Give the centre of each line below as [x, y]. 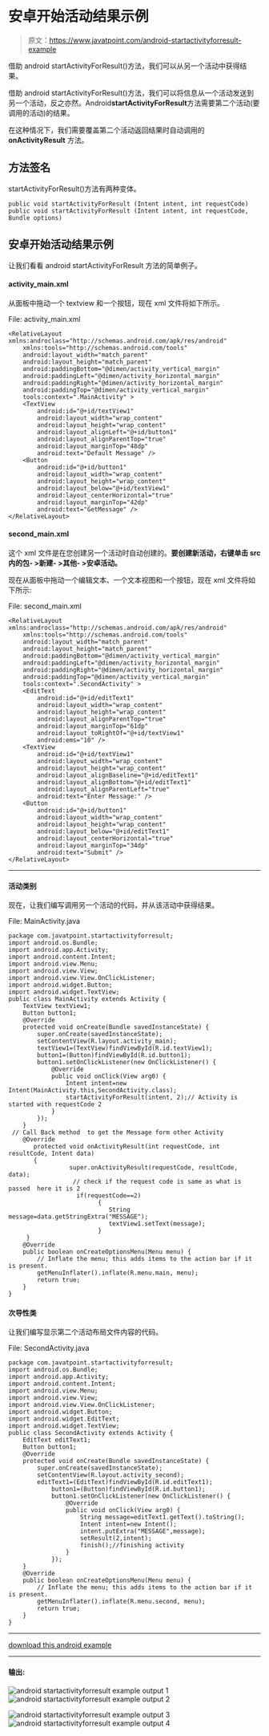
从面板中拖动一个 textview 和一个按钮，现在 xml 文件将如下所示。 [116, 303]
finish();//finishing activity [132, 1546]
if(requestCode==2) [109, 1196]
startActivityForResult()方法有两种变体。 [75, 189]
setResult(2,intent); [116, 1539]
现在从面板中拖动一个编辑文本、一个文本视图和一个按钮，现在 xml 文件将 [128, 579]
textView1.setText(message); [157, 1224]
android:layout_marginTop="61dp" [93, 726]
